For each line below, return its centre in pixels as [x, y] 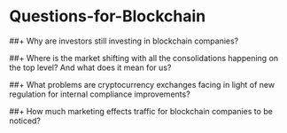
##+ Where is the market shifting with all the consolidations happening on [144, 58]
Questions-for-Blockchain [108, 16]
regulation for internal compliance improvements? [100, 94]
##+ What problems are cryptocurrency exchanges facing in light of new [142, 84]
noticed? [25, 121]
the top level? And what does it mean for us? [90, 67]
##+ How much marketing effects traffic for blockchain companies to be [141, 111]
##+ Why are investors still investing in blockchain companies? [124, 41]
